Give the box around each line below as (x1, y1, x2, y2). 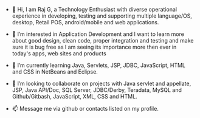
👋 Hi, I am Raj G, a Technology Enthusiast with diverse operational (12, 6, 178, 13)
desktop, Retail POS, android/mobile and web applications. (12, 19, 159, 26)
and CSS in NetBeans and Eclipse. (12, 68, 98, 75)
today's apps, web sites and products (12, 50, 106, 57)
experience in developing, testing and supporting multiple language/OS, (12, 12, 193, 19)
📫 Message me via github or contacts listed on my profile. (12, 105, 159, 112)
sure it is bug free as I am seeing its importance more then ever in (12, 43, 177, 50)
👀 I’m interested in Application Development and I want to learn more (12, 30, 184, 38)
